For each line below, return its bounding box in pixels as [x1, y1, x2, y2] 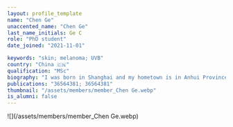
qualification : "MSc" [7, 67, 70, 75]
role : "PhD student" [7, 36, 67, 43]
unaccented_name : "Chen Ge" [7, 23, 89, 30]
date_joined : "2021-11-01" [7, 42, 85, 49]
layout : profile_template [7, 10, 82, 17]
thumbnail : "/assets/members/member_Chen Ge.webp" [7, 87, 157, 94]
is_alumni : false [7, 93, 58, 100]
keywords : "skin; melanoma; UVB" [7, 55, 104, 62]
